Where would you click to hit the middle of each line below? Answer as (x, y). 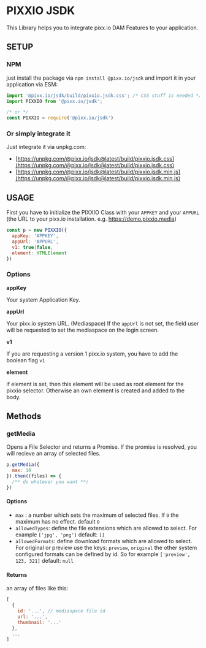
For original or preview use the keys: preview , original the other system (106, 548)
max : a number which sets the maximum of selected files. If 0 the (97, 515)
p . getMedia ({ (23, 465)
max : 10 (22, 471)
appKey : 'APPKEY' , (36, 236)
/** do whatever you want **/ (50, 482)
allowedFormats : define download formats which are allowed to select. (104, 541)
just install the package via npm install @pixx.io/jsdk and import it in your (101, 78)
